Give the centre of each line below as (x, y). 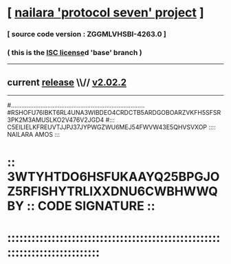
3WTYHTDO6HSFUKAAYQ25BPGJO (113, 177)
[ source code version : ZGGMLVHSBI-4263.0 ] (87, 34)
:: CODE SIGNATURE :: (91, 206)
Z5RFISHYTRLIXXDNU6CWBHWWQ (113, 191)
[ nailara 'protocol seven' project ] (106, 13)
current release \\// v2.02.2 (67, 82)
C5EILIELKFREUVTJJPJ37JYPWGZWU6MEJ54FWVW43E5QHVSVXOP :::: (111, 127)
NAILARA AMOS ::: (34, 135)
